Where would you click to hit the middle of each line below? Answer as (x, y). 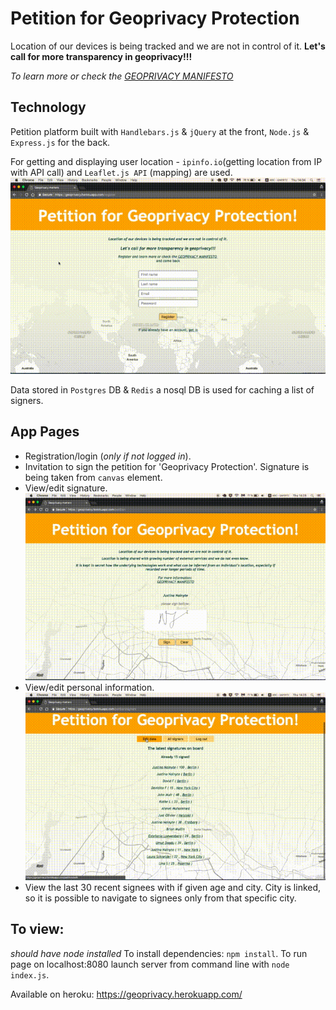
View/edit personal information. (89, 688)
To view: (37, 929)
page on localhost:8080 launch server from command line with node (150, 964)
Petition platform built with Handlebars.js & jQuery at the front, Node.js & (160, 131)
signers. (27, 401)
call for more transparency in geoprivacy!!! (101, 56)
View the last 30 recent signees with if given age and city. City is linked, (173, 887)
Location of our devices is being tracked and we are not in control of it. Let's (168, 46)
